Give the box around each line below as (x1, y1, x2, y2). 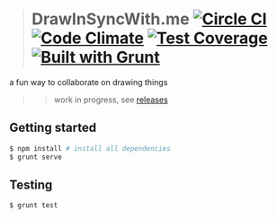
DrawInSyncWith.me (31, 9, 191, 30)
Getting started (9, 120, 97, 136)
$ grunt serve (9, 153, 63, 162)
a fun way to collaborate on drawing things (9, 76, 168, 87)
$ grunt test (9, 201, 58, 210)
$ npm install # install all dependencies (9, 144, 171, 153)
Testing (9, 177, 53, 192)
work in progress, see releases (53, 94, 168, 105)
